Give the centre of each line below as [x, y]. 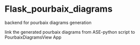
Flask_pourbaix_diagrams [59, 9]
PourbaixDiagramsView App [33, 37]
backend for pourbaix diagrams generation [48, 22]
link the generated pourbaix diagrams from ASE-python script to [70, 32]
